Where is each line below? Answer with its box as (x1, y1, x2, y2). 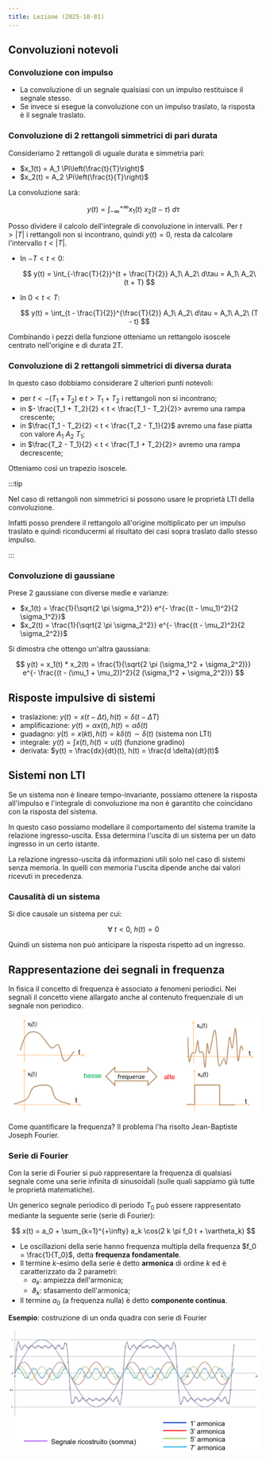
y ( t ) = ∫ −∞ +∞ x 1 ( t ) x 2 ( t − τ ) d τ (87, 202, 180, 216)
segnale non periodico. (8, 1000, 83, 1010)
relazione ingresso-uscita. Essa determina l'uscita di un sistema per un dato (8, 830, 256, 840)
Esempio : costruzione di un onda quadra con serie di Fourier (8, 1313, 207, 1323)
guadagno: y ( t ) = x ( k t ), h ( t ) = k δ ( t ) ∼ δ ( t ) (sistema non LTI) (19, 729, 212, 738)
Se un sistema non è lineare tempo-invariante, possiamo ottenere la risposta (8, 790, 258, 799)
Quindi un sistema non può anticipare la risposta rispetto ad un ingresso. (8, 940, 246, 950)
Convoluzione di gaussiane (8, 570, 115, 581)
